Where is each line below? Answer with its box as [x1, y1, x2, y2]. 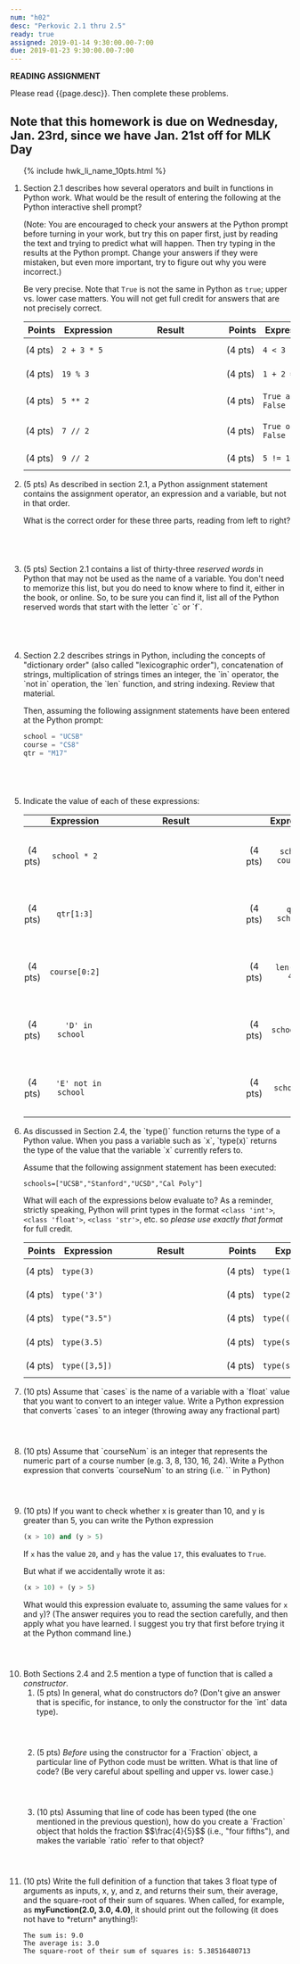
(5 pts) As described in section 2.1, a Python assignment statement [22, 478, 268, 489]
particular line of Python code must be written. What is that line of [36, 1757, 279, 1768]
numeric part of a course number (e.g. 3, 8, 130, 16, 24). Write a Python [22, 1455, 285, 1466]
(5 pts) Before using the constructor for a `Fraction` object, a [36, 1747, 258, 1758]
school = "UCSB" [22, 732, 84, 741]
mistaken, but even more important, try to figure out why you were [22, 256, 267, 268]
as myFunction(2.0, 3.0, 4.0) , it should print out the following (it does [22, 1904, 279, 1915]
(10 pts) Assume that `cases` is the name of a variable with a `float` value [22, 1387, 290, 1397]
